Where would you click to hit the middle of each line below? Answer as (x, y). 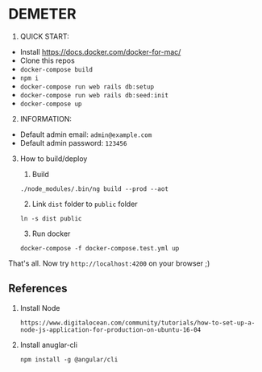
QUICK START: (45, 36)
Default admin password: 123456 (73, 143)
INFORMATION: (46, 118)
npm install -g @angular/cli (69, 359)
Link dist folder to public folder (85, 204)
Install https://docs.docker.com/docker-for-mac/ (100, 52)
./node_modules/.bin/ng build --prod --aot (94, 189)
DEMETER (42, 14)
